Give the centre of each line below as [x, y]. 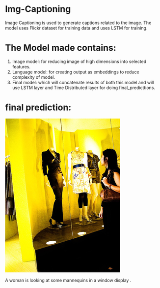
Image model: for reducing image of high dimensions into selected [79, 61]
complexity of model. [34, 77]
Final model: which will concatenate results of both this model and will [83, 82]
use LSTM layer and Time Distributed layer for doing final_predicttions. [84, 88]
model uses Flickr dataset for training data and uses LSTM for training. [76, 28]
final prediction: [38, 108]
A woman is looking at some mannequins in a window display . [68, 280]
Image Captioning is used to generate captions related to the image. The [78, 23]
